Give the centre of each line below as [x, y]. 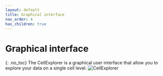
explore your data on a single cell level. [46, 68]
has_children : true [26, 24]
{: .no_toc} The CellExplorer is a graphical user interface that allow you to [82, 63]
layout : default [22, 10]
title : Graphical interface [35, 15]
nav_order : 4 [19, 19]
